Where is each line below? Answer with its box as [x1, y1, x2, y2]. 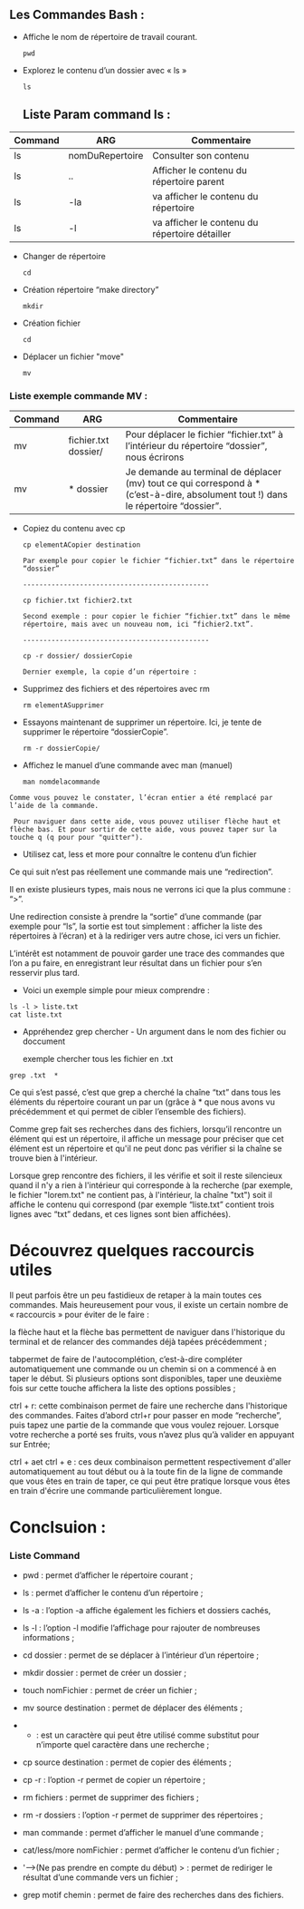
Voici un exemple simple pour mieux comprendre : [22, 984, 210, 996]
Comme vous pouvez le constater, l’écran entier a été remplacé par [9, 793, 273, 802]
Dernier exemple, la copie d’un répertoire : [22, 667, 197, 677]
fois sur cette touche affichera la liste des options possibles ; [9, 1382, 236, 1393]
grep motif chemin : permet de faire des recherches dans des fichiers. [22, 1890, 284, 1901]
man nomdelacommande [22, 777, 100, 786]
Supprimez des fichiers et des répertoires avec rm [22, 683, 210, 694]
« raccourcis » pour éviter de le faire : [9, 1309, 149, 1320]
